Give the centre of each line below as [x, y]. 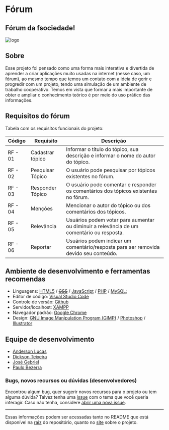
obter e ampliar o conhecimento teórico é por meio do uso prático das [78, 95]
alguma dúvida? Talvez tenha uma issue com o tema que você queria [77, 397]
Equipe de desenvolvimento [50, 339]
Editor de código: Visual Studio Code [51, 297]
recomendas [25, 279]
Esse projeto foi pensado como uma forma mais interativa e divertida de [80, 68]
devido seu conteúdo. [92, 253]
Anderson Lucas [29, 351]
